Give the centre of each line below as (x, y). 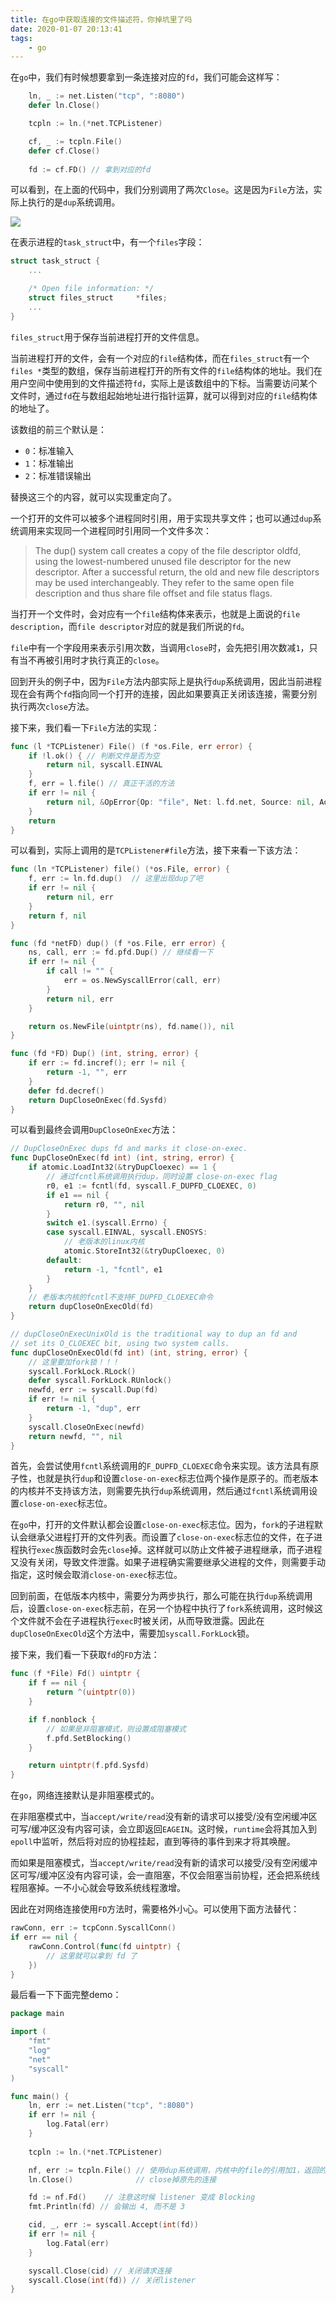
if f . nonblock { (62, 1719)
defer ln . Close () (64, 106)
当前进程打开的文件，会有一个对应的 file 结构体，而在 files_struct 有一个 (160, 358)
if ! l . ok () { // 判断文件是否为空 (94, 756)
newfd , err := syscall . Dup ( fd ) (93, 1390)
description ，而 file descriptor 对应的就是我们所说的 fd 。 (130, 626)
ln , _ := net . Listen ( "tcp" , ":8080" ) (107, 96)
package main (37, 2014)
